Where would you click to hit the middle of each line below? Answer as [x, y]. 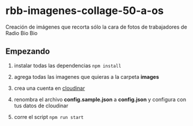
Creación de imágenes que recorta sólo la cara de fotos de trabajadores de [96, 27]
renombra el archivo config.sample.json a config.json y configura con [100, 99]
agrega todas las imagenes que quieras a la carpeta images [87, 76]
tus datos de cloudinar [41, 106]
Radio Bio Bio [21, 33]
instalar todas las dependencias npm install [67, 65]
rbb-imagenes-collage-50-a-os [85, 11]
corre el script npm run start [49, 117]
